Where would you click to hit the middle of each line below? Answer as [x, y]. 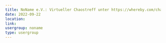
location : [15, 19]
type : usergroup [22, 33]
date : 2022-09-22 [23, 14]
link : [11, 23]
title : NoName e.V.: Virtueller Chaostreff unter [57, 10]
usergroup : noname [24, 28]
